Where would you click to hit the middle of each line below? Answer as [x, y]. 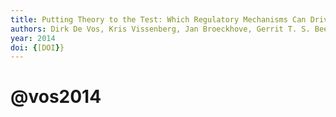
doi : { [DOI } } [37, 47]
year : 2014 [33, 38]
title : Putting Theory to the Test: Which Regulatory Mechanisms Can [158, 19]
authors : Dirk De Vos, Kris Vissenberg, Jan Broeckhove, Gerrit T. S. [160, 29]
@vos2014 [56, 97]
